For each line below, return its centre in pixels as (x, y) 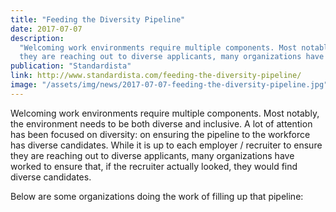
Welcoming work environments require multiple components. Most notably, (165, 113)
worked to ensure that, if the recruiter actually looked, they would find (154, 166)
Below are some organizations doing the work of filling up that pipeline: (157, 196)
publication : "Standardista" (71, 66)
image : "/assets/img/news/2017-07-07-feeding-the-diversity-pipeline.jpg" (169, 85)
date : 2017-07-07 (46, 29)
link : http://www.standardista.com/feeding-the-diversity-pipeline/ (156, 76)
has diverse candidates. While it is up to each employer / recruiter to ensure (166, 145)
